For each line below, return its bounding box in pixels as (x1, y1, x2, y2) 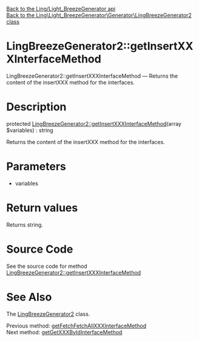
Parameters (6, 160, 67, 174)
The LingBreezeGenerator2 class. (6, 310, 90, 318)
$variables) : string (6, 126, 53, 134)
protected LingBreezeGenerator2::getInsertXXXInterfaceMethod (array (6, 120, 182, 127)
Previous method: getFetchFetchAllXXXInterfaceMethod (6, 322, 147, 329)
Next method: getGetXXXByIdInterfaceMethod (6, 328, 123, 336)
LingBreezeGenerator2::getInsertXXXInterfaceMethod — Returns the (6, 72, 178, 80)
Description (6, 100, 67, 114)
